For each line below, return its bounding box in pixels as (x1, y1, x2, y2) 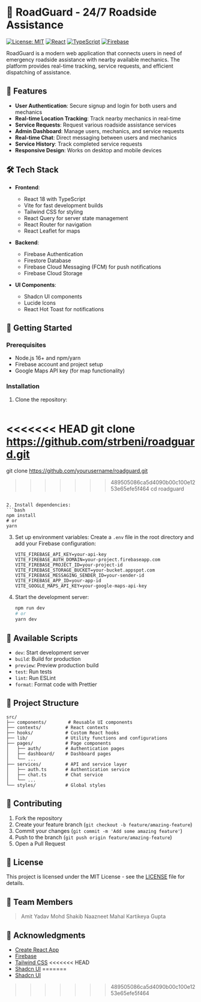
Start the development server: (14, 594, 89, 601)
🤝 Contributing (6, 799, 62, 809)
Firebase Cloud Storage (23, 269, 83, 276)
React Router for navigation (23, 221, 92, 228)
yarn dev (14, 616, 37, 622)
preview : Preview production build (14, 661, 99, 669)
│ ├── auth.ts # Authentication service (6, 766, 130, 772)
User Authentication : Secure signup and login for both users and (14, 102, 177, 109)
